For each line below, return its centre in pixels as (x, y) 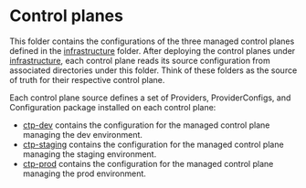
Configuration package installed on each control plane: (113, 107)
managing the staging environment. (90, 154)
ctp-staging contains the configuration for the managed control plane (153, 144)
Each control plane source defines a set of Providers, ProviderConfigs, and (150, 98)
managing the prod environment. (84, 173)
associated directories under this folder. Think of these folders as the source (153, 70)
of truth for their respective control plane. (87, 79)
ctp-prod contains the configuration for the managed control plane (148, 163)
